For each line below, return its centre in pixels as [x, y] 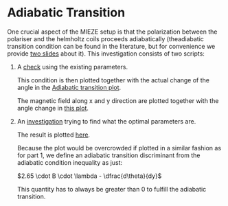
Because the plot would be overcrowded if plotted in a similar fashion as [119, 148]
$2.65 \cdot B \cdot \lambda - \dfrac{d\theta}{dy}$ [89, 176]
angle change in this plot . [53, 108]
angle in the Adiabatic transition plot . [69, 87]
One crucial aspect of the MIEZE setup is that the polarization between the [112, 32]
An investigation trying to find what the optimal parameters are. [106, 121]
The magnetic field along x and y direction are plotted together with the [118, 100]
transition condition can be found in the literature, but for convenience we [111, 46]
